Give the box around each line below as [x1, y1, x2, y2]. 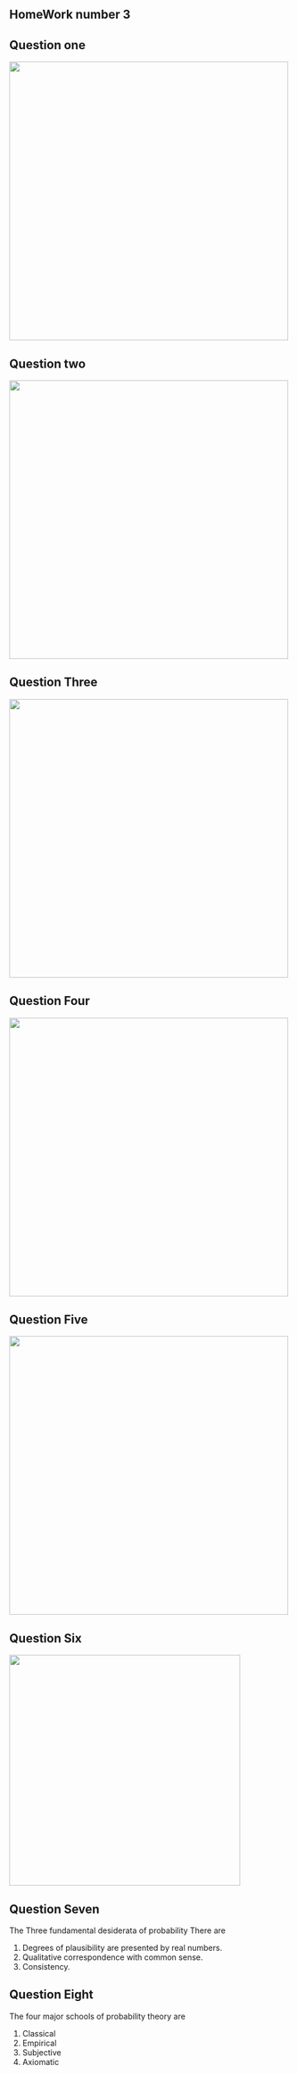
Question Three [9, 675, 98, 690]
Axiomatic [21, 2056, 60, 2067]
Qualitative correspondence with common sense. [21, 1952, 203, 1963]
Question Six [9, 1631, 82, 1646]
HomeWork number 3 [9, 7, 131, 22]
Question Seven [9, 1901, 100, 1916]
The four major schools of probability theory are [9, 2011, 186, 2021]
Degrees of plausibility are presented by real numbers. [21, 1943, 223, 1954]
